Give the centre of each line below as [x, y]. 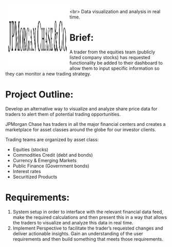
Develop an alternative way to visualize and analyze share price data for [81, 108]
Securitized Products [35, 177]
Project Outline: [39, 95]
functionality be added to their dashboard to [116, 63]
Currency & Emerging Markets [45, 160]
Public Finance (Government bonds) [51, 166]
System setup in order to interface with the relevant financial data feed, [88, 212]
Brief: [82, 38]
